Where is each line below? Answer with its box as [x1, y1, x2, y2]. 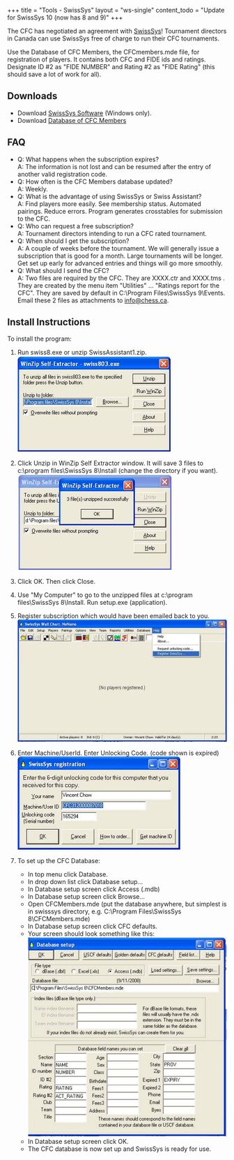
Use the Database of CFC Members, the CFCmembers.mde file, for [7, 48, 200, 56]
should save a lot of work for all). [7, 70, 102, 78]
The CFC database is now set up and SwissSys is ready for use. [27, 1145, 212, 1153]
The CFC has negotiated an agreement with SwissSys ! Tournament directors [7, 27, 227, 35]
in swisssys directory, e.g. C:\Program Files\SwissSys [27, 907, 182, 916]
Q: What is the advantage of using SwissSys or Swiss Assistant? [17, 192, 202, 200]
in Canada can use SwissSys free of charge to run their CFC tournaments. [7, 34, 219, 43]
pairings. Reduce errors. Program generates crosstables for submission [17, 207, 223, 215]
